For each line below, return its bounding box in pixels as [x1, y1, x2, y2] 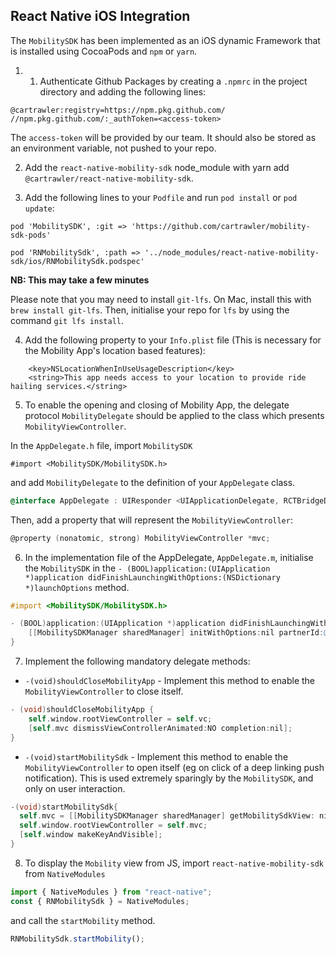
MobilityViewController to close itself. [24, 685, 184, 698]
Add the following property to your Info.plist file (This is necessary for [24, 334, 322, 346]
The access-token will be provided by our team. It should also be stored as [10, 131, 317, 143]
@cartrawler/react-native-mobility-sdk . [24, 172, 194, 184]
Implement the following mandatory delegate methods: [24, 655, 251, 668]
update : [24, 202, 55, 214]
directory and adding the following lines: [39, 85, 207, 98]
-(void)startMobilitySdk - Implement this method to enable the [24, 750, 289, 763]
